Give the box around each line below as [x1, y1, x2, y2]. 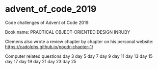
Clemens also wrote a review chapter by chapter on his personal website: [5, 38, 154, 45]
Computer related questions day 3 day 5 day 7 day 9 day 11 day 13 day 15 [5, 53, 153, 59]
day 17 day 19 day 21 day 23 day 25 [5, 58, 77, 64]
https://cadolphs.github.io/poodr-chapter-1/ [5, 44, 93, 49]
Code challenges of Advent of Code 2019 [5, 20, 89, 25]
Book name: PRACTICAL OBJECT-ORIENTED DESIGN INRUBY [5, 29, 131, 35]
